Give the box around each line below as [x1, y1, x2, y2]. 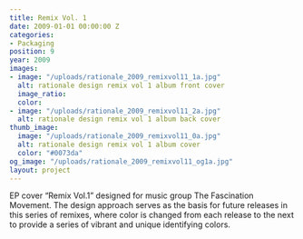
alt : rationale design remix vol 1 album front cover [17, 81, 225, 90]
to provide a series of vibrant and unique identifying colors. [9, 219, 231, 230]
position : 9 [9, 47, 54, 56]
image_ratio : [17, 89, 67, 98]
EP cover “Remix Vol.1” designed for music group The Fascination [9, 190, 254, 201]
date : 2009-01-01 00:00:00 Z [9, 22, 120, 31]
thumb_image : [9, 124, 59, 133]
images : [9, 65, 39, 74]
